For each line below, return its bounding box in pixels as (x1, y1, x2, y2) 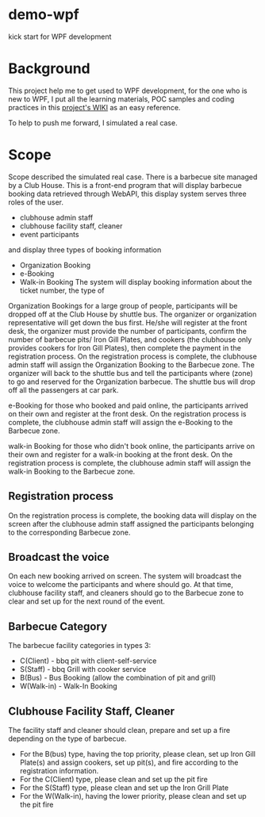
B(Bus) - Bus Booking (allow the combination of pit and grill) (19, 673, 217, 683)
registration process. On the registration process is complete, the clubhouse (8, 351, 258, 361)
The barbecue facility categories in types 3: (8, 641, 152, 650)
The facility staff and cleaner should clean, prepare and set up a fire (8, 726, 231, 735)
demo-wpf (8, 6, 79, 24)
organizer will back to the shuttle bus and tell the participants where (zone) (8, 368, 254, 378)
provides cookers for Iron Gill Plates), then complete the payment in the (8, 343, 242, 352)
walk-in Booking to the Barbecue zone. (8, 466, 136, 476)
